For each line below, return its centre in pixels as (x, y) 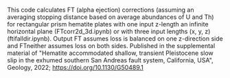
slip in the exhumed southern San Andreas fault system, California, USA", (111, 60)
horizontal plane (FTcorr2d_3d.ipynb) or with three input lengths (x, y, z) (109, 31)
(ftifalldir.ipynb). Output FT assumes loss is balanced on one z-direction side (115, 39)
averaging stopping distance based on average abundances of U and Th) (111, 17)
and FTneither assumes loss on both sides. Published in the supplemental (111, 46)
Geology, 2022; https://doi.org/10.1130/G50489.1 (76, 67)
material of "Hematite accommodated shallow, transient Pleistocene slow (111, 53)
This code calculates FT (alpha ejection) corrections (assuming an (101, 10)
